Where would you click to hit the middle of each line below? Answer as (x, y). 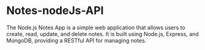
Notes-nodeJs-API (55, 11)
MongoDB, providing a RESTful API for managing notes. (76, 40)
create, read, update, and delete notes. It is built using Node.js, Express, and (102, 34)
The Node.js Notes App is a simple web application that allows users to (96, 27)
